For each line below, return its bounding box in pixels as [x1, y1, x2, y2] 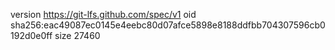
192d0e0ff [10, 30, 53, 41]
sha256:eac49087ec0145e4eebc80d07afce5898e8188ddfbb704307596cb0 [10, 19, 326, 31]
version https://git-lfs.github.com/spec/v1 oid [10, 9, 197, 20]
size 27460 [54, 30, 101, 41]
